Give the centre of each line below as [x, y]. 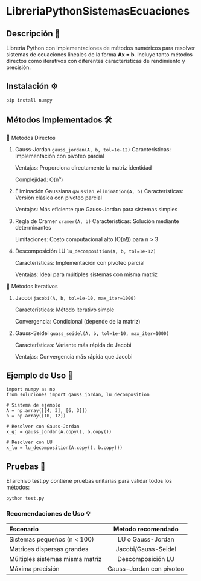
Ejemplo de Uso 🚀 [40, 375]
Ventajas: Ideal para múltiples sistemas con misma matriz [86, 274]
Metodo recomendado [146, 530]
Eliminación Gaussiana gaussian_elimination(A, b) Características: [99, 191]
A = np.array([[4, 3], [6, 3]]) [47, 411]
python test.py [25, 499]
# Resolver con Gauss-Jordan [43, 427]
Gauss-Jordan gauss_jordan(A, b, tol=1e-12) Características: [93, 149]
